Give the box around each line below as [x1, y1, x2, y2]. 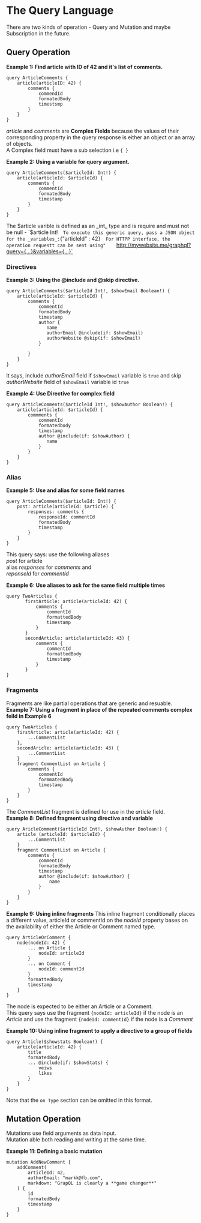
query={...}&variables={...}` [6, 247, 73, 255]
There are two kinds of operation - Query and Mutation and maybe [6, 23, 171, 31]
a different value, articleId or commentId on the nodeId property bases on [6, 916, 188, 924]
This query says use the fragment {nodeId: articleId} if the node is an [6, 1009, 184, 1016]
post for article [6, 557, 43, 565]
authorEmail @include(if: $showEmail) [46, 330, 144, 336]
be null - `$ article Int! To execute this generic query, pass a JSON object [6, 229, 195, 236]
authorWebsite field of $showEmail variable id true [6, 379, 130, 386]
